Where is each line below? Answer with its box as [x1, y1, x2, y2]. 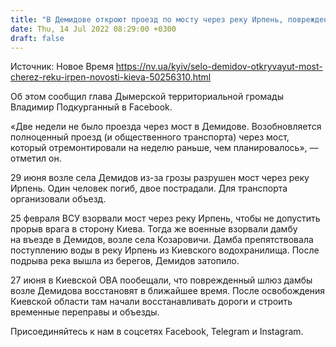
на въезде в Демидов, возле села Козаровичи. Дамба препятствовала [10, 234, 314, 246]
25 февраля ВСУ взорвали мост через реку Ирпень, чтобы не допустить [10, 212, 321, 225]
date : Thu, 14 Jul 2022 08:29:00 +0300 [10, 24, 177, 34]
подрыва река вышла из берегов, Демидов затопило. [10, 255, 240, 267]
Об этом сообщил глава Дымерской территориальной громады [10, 91, 284, 103]
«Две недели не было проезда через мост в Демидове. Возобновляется [10, 121, 322, 133]
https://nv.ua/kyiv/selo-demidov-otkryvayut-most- [115, 61, 323, 73]
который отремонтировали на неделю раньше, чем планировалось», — [10, 142, 319, 154]
